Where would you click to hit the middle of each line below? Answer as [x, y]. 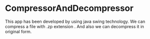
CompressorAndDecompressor [69, 8]
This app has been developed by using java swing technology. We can [75, 21]
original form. [18, 31]
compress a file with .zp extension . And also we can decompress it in [75, 26]
